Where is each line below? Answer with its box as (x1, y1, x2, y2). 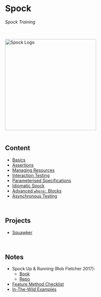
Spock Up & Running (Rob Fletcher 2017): (12, 266, 96, 272)
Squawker (12, 229, 33, 235)
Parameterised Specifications (12, 177, 71, 183)
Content (5, 144, 31, 152)
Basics (12, 157, 26, 163)
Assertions (12, 162, 34, 168)
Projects (5, 217, 31, 225)
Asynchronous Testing (12, 193, 57, 199)
